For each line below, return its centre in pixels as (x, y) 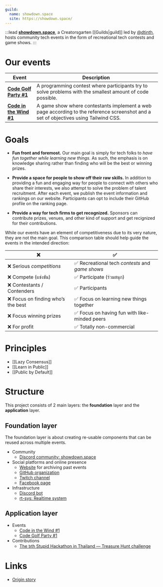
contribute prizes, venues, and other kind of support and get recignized (83, 218)
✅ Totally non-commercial (105, 327)
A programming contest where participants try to (92, 86)
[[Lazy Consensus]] (32, 362)
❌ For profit (21, 327)
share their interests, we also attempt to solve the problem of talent (79, 188)
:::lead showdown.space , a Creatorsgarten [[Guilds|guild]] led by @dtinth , (80, 33)
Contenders (21, 291)
